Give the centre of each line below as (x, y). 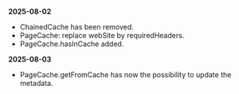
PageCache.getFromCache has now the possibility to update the (125, 74)
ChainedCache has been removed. (76, 27)
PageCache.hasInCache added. (72, 44)
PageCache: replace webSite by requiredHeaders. (102, 35)
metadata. (36, 83)
